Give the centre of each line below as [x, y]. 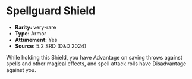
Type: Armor [30, 33]
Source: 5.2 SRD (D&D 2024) [51, 46]
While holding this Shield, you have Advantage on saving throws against [94, 57]
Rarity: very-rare [35, 27]
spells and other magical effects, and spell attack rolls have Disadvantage [96, 64]
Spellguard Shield [51, 11]
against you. [21, 70]
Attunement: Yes [36, 39]
